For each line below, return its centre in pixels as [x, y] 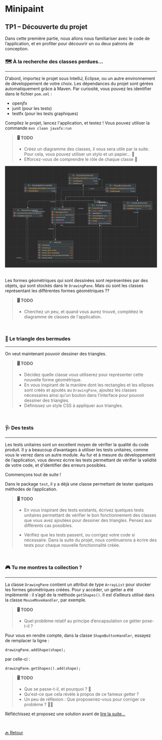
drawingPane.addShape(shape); [35, 650]
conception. [17, 49]
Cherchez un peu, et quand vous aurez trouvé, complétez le [83, 312]
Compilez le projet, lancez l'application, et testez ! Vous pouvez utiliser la [77, 123]
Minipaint [25, 9]
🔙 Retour [14, 732]
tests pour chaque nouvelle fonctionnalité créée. [72, 545]
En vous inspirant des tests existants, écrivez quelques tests [84, 510]
